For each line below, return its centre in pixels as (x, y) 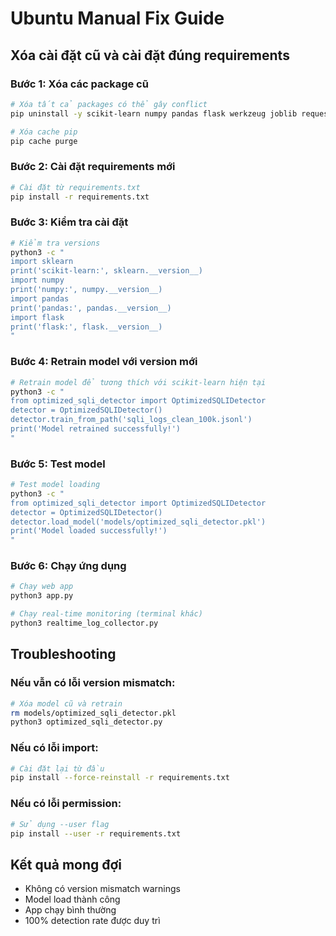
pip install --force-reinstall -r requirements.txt (120, 778)
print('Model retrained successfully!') (96, 429)
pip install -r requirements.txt (80, 197)
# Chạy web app (42, 587)
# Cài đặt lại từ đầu (57, 768)
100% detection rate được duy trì (92, 921)
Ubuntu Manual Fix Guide (117, 18)
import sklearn (42, 262)
